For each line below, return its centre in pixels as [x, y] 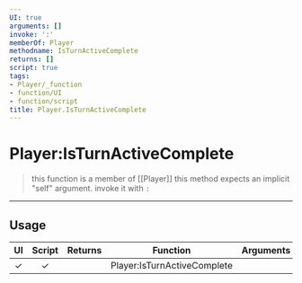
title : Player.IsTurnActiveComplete [78, 110]
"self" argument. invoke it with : [90, 189]
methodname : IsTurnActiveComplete [74, 51]
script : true [34, 68]
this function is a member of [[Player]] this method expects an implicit [160, 179]
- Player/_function [46, 84]
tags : [19, 76]
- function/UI [36, 93]
